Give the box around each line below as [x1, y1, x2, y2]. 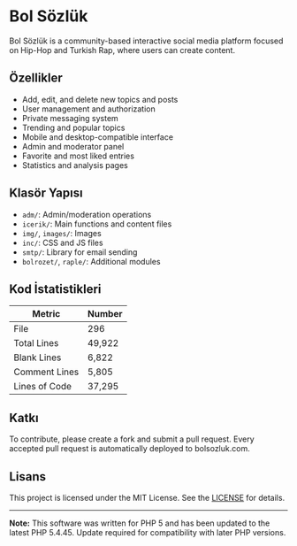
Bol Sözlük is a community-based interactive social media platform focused [9, 35, 284, 46]
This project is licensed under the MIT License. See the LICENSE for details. [9, 493, 286, 503]
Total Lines [13, 337, 59, 350]
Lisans [9, 469, 47, 484]
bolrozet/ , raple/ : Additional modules [21, 256, 161, 266]
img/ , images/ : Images [21, 227, 102, 238]
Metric [32, 308, 61, 320]
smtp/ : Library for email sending [21, 246, 138, 258]
